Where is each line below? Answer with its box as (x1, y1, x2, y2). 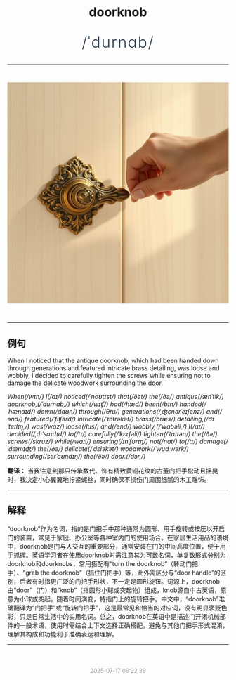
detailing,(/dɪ (176, 415, 215, 423)
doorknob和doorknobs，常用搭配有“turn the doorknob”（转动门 (7, 559, 192, 568)
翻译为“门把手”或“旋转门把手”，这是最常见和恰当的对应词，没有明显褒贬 (13, 603, 221, 612)
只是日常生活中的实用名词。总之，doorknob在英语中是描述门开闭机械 (19, 612, 220, 620)
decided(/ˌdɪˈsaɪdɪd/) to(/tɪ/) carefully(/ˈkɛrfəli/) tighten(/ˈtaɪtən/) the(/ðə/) (7, 430, 218, 438)
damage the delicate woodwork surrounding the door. (7, 379, 164, 387)
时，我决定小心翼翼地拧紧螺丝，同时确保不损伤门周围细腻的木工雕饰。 (7, 476, 211, 483)
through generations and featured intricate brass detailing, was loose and (7, 364, 220, 372)
